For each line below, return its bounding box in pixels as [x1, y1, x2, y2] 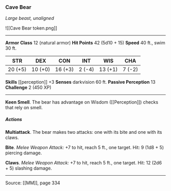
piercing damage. [5, 150, 42, 156]
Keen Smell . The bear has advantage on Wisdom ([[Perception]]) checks [5, 99, 159, 105]
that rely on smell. [5, 105, 43, 111]
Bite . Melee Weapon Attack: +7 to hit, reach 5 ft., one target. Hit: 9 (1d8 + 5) [5, 145, 164, 151]
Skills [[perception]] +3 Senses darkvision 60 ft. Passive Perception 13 [5, 79, 156, 85]
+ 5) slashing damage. [5, 165, 52, 172]
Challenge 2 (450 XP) [5, 84, 52, 90]
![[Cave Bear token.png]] [5, 25, 58, 31]
